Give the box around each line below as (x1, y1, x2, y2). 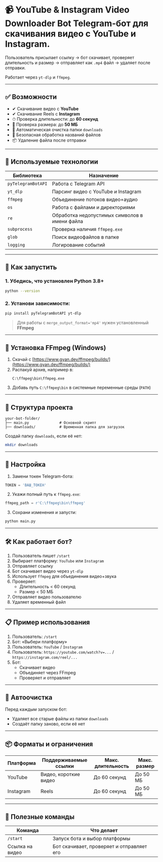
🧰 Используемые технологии (5, 158, 98, 166)
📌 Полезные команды (5, 813, 75, 821)
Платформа (7, 760, 36, 766)
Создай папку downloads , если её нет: (5, 433, 82, 439)
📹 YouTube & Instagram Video (5, 4, 130, 16)
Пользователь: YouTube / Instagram (12, 644, 83, 650)
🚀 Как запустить (5, 263, 57, 271)
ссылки (55, 763, 74, 769)
